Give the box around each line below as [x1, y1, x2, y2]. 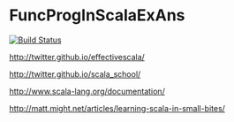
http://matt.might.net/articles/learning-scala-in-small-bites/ [9, 103, 225, 113]
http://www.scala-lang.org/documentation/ [9, 86, 165, 96]
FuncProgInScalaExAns [9, 5, 185, 26]
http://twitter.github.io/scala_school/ [9, 68, 141, 80]
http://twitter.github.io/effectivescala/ [9, 51, 146, 62]
